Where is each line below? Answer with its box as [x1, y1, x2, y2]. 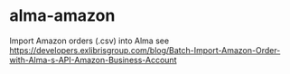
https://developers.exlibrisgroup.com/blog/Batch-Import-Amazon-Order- [9, 44, 281, 55]
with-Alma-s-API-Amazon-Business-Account [9, 54, 177, 65]
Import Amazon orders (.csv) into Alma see [9, 35, 170, 46]
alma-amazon [9, 5, 116, 26]
